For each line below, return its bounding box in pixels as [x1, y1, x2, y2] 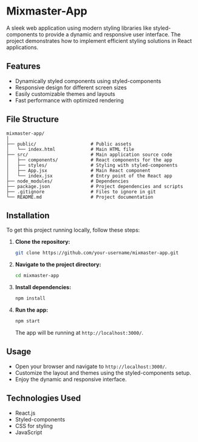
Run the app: [15, 306, 49, 313]
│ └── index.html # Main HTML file [6, 146, 135, 152]
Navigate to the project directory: [15, 261, 101, 268]
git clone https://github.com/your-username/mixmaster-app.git [15, 250, 179, 256]
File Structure [6, 114, 59, 125]
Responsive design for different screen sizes [15, 84, 127, 91]
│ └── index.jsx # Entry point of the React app [6, 173, 172, 179]
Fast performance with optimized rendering [15, 96, 125, 104]
